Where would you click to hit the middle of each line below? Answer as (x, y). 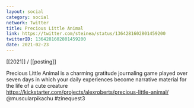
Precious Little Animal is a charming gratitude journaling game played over (97, 73)
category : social (28, 17)
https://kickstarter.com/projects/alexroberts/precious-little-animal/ (88, 92)
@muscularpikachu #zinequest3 (46, 98)
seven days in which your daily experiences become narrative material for (96, 79)
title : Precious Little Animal (45, 28)
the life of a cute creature (37, 85)
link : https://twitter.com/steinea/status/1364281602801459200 (86, 34)
